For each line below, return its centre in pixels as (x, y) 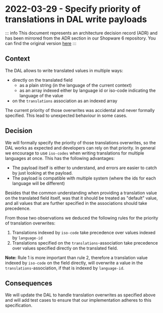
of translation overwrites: (30, 223)
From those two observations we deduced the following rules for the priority (82, 218)
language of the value (41, 95)
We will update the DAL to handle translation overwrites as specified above (80, 295)
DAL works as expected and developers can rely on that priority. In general (80, 148)
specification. (19, 305)
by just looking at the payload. (42, 173)
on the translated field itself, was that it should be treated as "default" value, (81, 198)
